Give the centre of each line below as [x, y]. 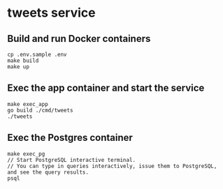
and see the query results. [48, 172]
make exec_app [28, 104]
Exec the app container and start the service [106, 88]
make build [23, 61]
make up [19, 67]
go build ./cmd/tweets [40, 110]
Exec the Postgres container [70, 138]
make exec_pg [26, 154]
